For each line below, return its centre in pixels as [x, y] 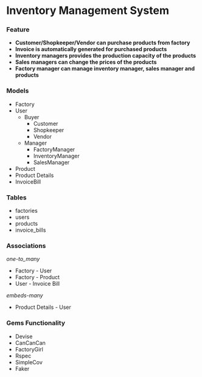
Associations [26, 246]
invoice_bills [30, 230]
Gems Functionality [36, 323]
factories [26, 211]
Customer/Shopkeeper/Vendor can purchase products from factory [103, 43]
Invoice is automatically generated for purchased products [91, 49]
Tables [16, 197]
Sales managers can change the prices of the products [86, 62]
